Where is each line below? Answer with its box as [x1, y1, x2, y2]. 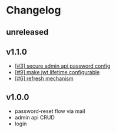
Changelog [6, 4, 61, 17]
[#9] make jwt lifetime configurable [14, 69, 100, 76]
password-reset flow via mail [14, 108, 85, 115]
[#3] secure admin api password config [14, 62, 111, 69]
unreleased [6, 27, 49, 37]
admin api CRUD [14, 114, 55, 121]
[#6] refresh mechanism [14, 75, 74, 82]
